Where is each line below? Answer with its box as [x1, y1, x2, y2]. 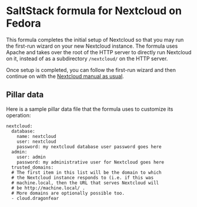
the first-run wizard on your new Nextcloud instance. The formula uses [6, 42, 178, 50]
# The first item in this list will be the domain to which [11, 169, 162, 175]
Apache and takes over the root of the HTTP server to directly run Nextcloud [6, 48, 192, 55]
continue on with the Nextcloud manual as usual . [6, 73, 125, 80]
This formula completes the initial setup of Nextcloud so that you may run [6, 36, 184, 43]
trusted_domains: [11, 164, 54, 170]
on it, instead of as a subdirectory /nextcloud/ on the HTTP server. [6, 55, 168, 62]
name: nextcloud [16, 133, 57, 139]
